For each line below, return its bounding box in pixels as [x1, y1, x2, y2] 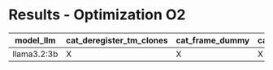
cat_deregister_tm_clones [66, 35, 168, 46]
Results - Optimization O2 [8, 6, 186, 24]
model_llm [15, 35, 56, 46]
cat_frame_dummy [175, 35, 250, 46]
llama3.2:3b [12, 48, 58, 60]
